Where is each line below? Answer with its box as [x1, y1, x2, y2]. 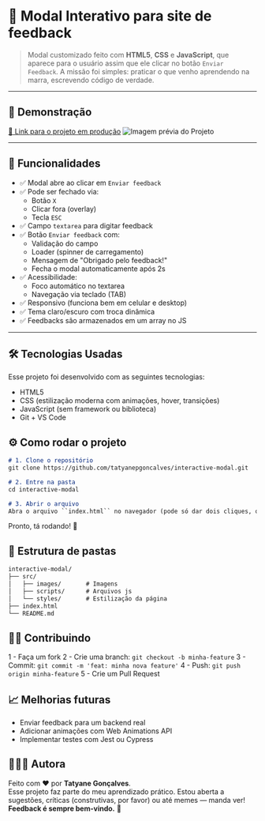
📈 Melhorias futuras [8, 693, 111, 706]
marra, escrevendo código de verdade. [27, 75, 155, 85]
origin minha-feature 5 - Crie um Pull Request [8, 669, 160, 679]
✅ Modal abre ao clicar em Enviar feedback [19, 178, 162, 187]
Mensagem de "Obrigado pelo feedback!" [31, 255, 168, 265]
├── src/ [8, 573, 37, 581]
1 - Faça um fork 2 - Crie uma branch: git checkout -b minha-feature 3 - [8, 652, 246, 662]
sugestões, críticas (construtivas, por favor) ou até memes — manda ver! [8, 795, 246, 804]
